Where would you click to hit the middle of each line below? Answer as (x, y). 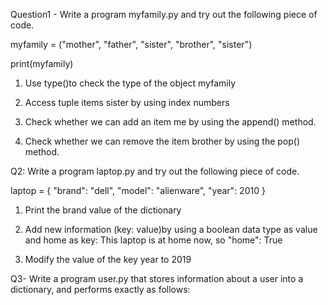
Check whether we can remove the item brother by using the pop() (162, 141)
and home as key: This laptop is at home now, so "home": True (153, 240)
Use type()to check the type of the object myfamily (130, 83)
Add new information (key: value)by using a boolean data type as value (171, 229)
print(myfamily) (42, 63)
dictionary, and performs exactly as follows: (100, 289)
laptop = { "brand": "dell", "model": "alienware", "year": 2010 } (138, 190)
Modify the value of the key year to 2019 (108, 259)
